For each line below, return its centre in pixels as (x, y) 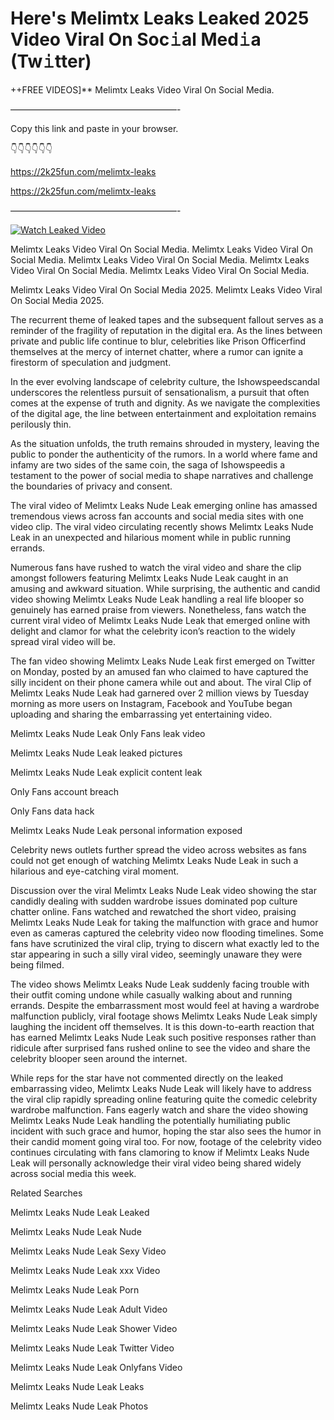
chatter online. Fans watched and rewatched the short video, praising (153, 911)
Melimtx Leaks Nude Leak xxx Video (85, 1270)
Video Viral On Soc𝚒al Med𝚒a (136, 39)
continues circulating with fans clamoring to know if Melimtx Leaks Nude (160, 1152)
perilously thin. (41, 424)
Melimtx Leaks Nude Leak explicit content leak (106, 772)
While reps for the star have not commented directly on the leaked (146, 1078)
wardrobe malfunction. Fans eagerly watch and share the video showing (159, 1109)
